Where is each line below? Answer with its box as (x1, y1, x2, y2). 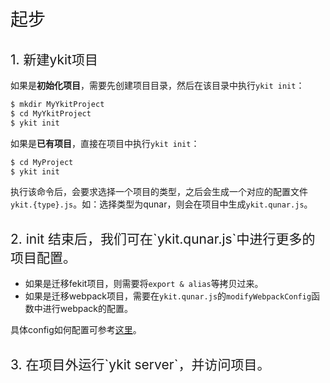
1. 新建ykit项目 (10, 51, 98, 68)
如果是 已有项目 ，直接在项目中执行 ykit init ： (10, 137, 200, 149)
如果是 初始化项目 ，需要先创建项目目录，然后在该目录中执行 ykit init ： (10, 80, 305, 91)
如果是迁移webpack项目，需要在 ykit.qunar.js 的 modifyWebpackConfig (24, 290, 312, 302)
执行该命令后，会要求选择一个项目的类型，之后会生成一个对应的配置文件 (10, 186, 308, 198)
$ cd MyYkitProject (10, 108, 92, 119)
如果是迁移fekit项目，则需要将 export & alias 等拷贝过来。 (24, 278, 264, 290)
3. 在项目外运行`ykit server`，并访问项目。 (10, 356, 271, 373)
